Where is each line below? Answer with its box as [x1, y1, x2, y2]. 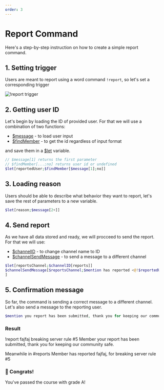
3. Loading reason [5, 180, 61, 188]
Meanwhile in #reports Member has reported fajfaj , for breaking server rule [5, 350, 156, 357]
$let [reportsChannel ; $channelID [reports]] [5, 263, 93, 268]
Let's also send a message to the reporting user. [5, 304, 102, 310]
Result [5, 325, 21, 332]
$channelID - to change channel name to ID [12, 249, 100, 255]
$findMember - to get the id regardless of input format [12, 138, 122, 144]
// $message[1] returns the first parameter [5, 157, 97, 162]
